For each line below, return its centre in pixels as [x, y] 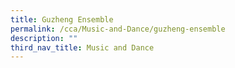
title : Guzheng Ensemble [62, 19]
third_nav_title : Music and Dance [82, 47]
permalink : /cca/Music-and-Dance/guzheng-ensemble [118, 29]
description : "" [44, 38]
